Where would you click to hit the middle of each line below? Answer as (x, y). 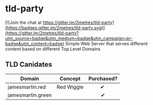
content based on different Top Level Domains (53, 49)
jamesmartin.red (27, 87)
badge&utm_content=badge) (35, 43)
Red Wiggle (70, 87)
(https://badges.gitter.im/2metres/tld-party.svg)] (55, 27)
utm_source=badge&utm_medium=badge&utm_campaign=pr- (69, 38)
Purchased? (103, 79)
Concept (70, 79)
